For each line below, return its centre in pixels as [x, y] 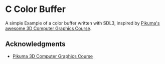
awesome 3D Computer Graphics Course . [48, 28]
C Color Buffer [36, 9]
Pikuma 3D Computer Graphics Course [53, 56]
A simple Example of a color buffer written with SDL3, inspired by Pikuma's [82, 23]
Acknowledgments [36, 44]
